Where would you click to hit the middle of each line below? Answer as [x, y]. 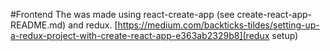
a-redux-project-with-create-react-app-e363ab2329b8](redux [140, 35]
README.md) [38, 25]
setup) [285, 35]
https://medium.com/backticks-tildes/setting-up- [218, 25]
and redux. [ [93, 25]
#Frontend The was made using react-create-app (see [122, 14]
